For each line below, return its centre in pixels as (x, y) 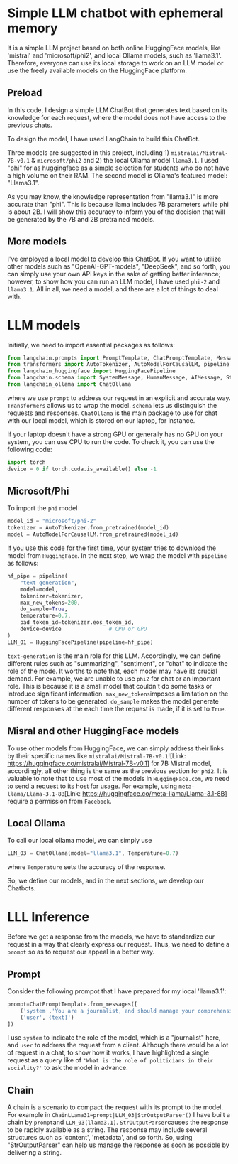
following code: (30, 449)
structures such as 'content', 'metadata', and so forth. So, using (100, 1138)
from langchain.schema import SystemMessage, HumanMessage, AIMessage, (115, 378)
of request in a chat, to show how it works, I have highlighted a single (108, 1052)
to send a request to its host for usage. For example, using (92, 786)
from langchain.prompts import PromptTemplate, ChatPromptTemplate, (110, 358)
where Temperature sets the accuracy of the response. (86, 867)
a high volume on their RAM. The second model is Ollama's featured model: (118, 175)
